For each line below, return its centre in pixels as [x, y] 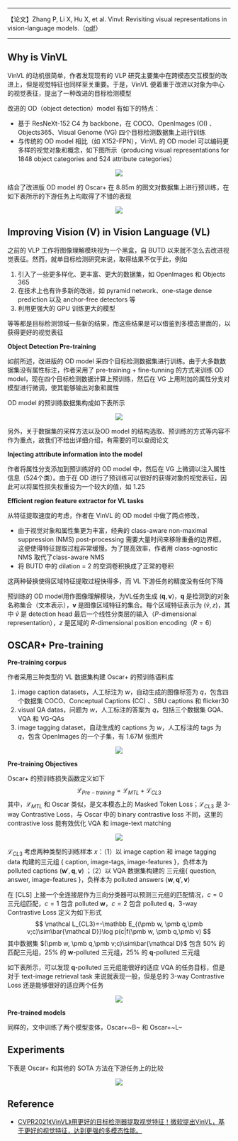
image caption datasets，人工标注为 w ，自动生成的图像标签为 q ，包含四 [123, 692]
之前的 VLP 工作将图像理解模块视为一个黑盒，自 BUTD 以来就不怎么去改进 [115, 250]
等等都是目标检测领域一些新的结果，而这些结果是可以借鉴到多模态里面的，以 [119, 323]
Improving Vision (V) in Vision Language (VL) [109, 232]
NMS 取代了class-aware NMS [61, 557]
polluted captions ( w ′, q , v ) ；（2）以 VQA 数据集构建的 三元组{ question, [112, 871]
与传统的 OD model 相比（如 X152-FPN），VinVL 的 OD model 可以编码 [120, 141]
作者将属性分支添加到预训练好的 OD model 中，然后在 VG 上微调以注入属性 [117, 468]
